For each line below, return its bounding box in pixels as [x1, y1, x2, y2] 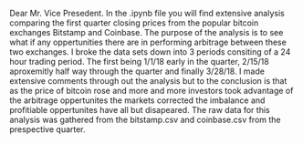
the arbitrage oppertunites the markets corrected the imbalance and [9, 95, 266, 106]
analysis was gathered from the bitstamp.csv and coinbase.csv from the [9, 114, 281, 125]
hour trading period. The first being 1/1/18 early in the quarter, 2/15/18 [9, 57, 269, 67]
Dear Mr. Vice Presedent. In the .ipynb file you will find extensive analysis [9, 8, 285, 18]
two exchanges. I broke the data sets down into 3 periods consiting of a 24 [9, 46, 291, 57]
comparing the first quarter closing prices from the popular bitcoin [9, 17, 259, 28]
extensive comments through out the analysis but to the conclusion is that [9, 76, 287, 86]
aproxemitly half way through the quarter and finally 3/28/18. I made [9, 66, 265, 77]
